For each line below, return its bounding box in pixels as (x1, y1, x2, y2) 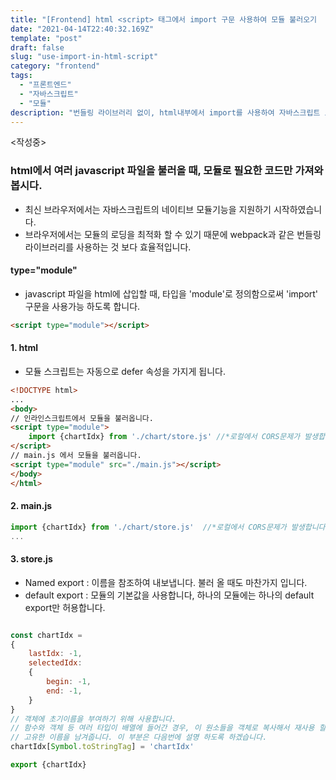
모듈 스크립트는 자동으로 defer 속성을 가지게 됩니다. (24, 365, 226, 377)
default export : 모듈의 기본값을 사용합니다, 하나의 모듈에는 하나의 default (24, 589, 315, 601)
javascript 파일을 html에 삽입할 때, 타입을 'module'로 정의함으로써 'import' (24, 287, 319, 300)
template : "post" (10, 33, 83, 43)
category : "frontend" (10, 61, 101, 71)
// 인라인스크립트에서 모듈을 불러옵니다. (10, 413, 154, 423)
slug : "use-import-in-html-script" (10, 52, 159, 62)
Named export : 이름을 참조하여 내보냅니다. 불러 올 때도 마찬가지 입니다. (24, 576, 308, 588)
